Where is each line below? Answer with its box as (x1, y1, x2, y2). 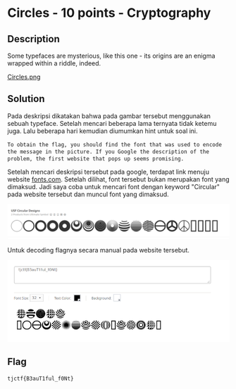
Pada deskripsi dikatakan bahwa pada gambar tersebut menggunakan (7, 111, 211, 120)
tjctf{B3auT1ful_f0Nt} (7, 375, 74, 383)
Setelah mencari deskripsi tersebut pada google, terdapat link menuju (7, 167, 210, 176)
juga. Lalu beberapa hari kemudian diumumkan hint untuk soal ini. (7, 127, 199, 135)
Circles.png (7, 72, 41, 81)
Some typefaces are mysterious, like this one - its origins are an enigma (7, 51, 216, 60)
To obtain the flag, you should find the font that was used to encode (7, 141, 222, 148)
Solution (7, 93, 45, 105)
